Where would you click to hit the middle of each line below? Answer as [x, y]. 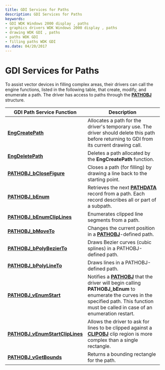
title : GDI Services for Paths [37, 10]
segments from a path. [114, 220]
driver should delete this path [121, 132]
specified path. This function [121, 301]
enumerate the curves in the [120, 295]
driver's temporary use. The [120, 126]
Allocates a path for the [114, 120]
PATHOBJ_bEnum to [111, 289]
